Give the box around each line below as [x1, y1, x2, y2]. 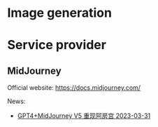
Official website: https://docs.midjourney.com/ [7, 83, 141, 92]
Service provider [7, 37, 107, 53]
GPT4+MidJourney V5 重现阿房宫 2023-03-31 [17, 112, 151, 120]
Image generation [7, 5, 112, 21]
